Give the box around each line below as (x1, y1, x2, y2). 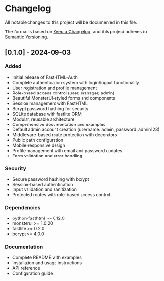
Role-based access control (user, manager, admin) (12, 90, 115, 96)
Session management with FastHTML (12, 100, 88, 106)
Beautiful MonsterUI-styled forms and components (12, 95, 115, 101)
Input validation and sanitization (12, 187, 77, 192)
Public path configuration (12, 137, 64, 143)
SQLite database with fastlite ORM (12, 111, 82, 117)
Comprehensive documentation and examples (12, 121, 106, 127)
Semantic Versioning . (5, 34, 48, 40)
